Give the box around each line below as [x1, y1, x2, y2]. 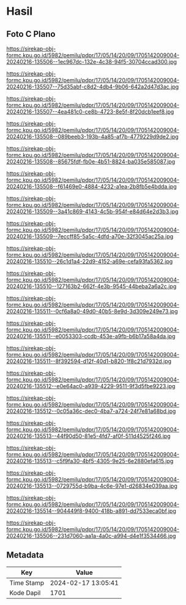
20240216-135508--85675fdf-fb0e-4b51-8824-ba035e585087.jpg [6, 158, 176, 165]
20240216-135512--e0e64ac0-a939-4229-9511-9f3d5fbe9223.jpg [6, 383, 176, 389]
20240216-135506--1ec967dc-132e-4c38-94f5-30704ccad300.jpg [6, 58, 177, 65]
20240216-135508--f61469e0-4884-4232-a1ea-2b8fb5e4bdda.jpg [6, 183, 177, 190]
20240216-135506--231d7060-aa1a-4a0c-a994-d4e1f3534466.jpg [6, 533, 176, 539]
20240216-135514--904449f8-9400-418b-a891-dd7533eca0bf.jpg [6, 507, 176, 514]
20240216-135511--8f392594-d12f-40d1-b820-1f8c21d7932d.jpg [6, 357, 172, 365]
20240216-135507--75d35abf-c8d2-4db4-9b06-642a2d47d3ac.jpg [6, 83, 179, 90]
